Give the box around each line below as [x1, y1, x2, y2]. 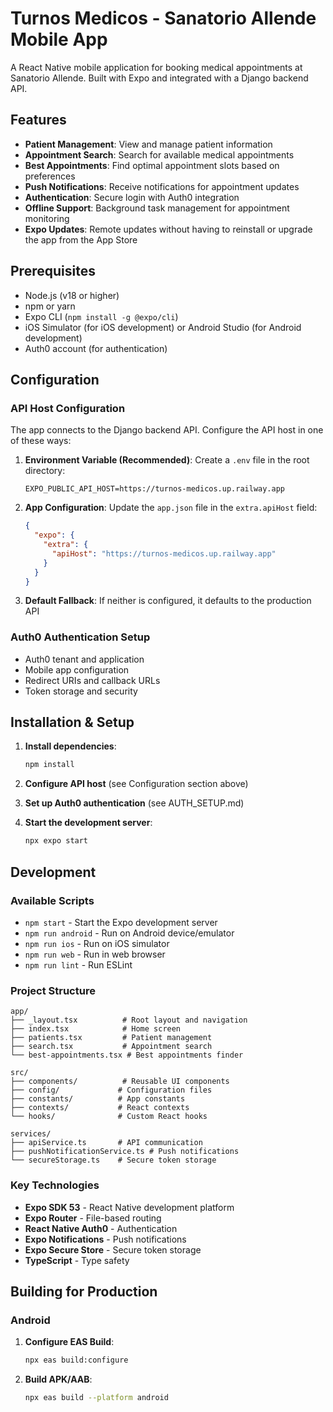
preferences [24, 170, 76, 182]
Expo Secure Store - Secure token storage [24, 1243, 202, 1256]
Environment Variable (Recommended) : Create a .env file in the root [24, 454, 310, 466]
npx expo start [24, 836, 89, 846]
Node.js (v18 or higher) [24, 289, 120, 301]
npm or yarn [24, 300, 76, 312]
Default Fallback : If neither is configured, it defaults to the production [24, 595, 312, 607]
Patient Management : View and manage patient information [24, 138, 273, 150]
